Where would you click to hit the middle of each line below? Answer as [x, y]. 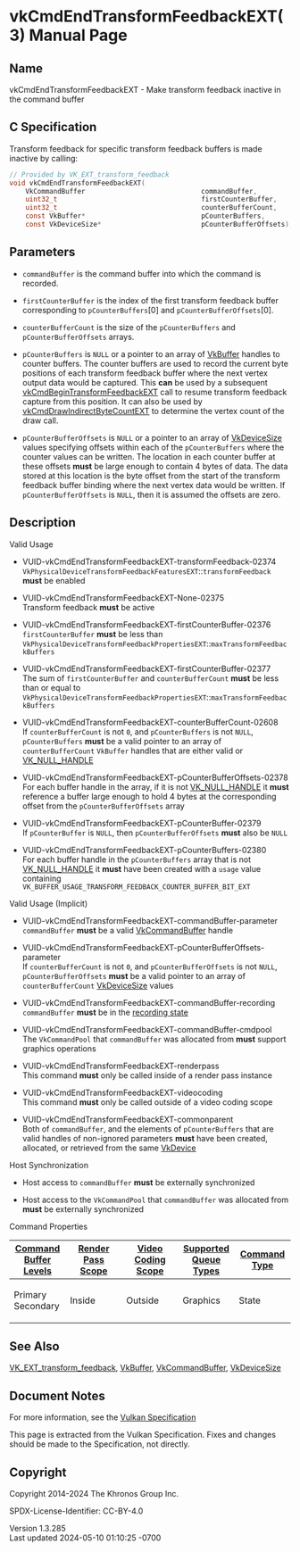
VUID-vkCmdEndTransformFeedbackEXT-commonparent [128, 1119]
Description [42, 523]
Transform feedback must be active [88, 607]
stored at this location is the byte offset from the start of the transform [151, 476]
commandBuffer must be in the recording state [105, 1012]
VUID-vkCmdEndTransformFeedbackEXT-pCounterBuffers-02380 [144, 850]
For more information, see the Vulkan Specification [103, 1417]
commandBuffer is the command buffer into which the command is [142, 273]
